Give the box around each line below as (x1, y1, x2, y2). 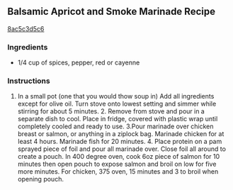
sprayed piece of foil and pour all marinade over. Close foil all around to (17, 145, 227, 153)
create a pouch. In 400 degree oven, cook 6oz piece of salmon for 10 (17, 152, 220, 161)
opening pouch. (17, 175, 64, 184)
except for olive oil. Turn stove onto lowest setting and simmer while (17, 99, 217, 108)
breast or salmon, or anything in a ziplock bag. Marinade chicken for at (17, 130, 225, 138)
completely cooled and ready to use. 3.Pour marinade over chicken (17, 122, 214, 130)
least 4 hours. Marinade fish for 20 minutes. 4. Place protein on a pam (17, 138, 222, 146)
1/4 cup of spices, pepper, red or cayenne (17, 58, 140, 67)
